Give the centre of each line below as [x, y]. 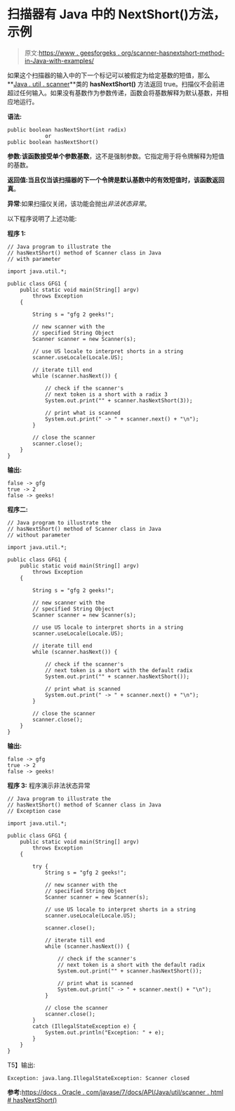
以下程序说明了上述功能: [42, 218]
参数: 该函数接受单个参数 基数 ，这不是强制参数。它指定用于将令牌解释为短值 [116, 156]
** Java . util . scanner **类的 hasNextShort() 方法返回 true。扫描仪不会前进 [116, 84]
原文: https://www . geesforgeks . [72, 53]
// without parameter [39, 535]
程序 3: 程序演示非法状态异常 [49, 785]
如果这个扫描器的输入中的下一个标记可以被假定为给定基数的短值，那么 [109, 75]
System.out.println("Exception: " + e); [105, 1032]
